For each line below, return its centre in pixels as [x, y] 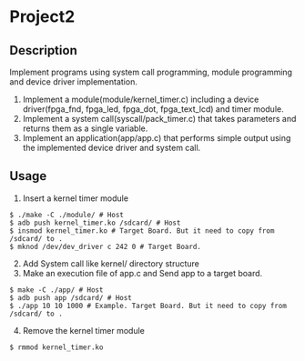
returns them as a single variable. [85, 128]
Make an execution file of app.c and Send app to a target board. [142, 273]
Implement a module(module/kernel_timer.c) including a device [141, 99]
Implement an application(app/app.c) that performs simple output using [157, 138]
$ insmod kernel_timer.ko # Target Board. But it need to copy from [142, 231]
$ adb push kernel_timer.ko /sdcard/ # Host [95, 223]
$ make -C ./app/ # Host [56, 290]
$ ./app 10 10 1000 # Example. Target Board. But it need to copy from [148, 306]
